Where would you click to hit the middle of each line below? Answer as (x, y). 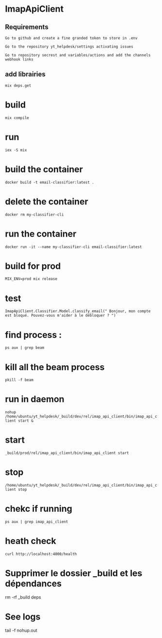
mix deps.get (18, 85)
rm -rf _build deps (23, 597)
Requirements (27, 27)
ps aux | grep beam (25, 348)
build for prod (33, 266)
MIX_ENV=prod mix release (31, 279)
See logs (23, 617)
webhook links (19, 59)
